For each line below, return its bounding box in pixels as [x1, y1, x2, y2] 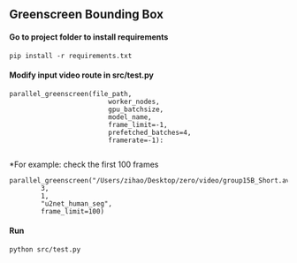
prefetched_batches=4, [107, 128, 192, 137]
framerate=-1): [107, 136, 164, 145]
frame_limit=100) [41, 207, 104, 215]
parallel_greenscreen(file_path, [9, 89, 133, 98]
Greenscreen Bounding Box [9, 7, 164, 22]
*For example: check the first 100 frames [9, 159, 159, 169]
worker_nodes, [107, 97, 161, 106]
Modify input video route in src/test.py [9, 70, 155, 80]
